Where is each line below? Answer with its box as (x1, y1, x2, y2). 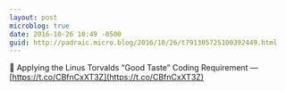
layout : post (9, 12, 58, 22)
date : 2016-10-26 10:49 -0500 (9, 29, 122, 38)
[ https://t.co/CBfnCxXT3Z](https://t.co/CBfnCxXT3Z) (9, 72, 204, 83)
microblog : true (9, 21, 70, 30)
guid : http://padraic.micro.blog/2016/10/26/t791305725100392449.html (9, 37, 278, 47)
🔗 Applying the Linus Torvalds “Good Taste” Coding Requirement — (9, 62, 258, 73)
